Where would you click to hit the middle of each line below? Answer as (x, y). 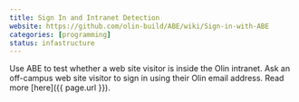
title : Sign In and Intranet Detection (85, 18)
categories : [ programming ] (60, 34)
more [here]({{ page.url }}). (60, 88)
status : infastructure (52, 43)
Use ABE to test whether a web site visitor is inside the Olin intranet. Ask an (150, 69)
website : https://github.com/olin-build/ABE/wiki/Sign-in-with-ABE (140, 26)
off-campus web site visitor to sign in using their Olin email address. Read (147, 79)
